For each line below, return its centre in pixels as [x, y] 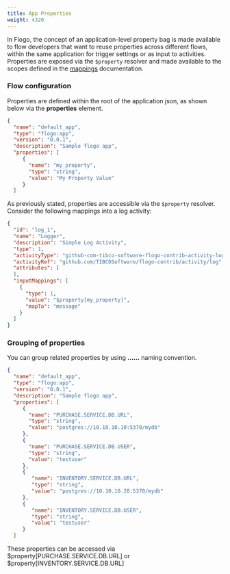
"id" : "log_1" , [35, 230]
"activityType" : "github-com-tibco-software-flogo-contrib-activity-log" [120, 255]
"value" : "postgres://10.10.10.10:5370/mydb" [94, 428]
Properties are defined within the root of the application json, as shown [107, 101]
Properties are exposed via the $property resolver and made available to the [114, 61]
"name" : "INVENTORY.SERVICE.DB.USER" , [87, 510]
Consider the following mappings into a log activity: [79, 211]
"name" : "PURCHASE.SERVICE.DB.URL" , [81, 415]
